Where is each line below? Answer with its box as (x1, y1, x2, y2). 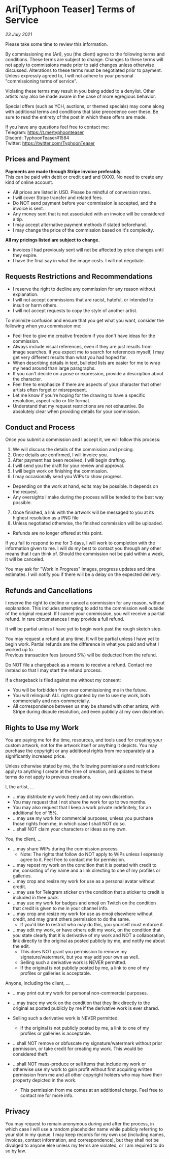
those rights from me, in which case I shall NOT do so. (12, 821, 126, 826)
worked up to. (5, 647, 35, 653)
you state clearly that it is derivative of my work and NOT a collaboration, (12, 932, 165, 938)
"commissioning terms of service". (5, 78, 78, 84)
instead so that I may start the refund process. (5, 667, 102, 673)
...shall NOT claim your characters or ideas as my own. (12, 826, 127, 832)
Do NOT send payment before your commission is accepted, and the (12, 200, 156, 206)
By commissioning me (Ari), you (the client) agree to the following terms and (5, 51, 165, 57)
